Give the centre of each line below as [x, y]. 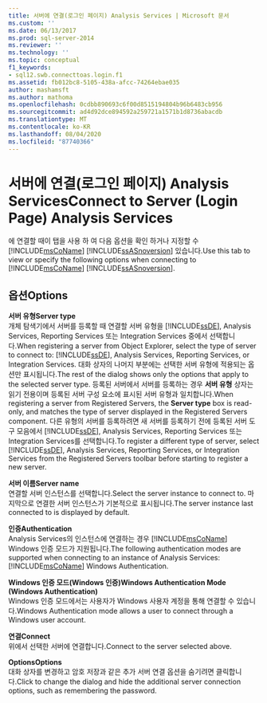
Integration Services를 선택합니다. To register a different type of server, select [134, 441]
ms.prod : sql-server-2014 [51, 38]
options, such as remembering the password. [82, 691]
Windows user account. [47, 620]
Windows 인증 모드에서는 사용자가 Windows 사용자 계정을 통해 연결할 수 [122, 601]
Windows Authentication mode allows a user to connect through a [125, 611]
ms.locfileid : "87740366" [51, 141]
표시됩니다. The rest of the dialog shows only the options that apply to [136, 375]
